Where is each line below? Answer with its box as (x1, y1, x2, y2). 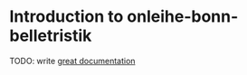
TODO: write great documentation (9, 55, 136, 66)
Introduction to (9, 6, 124, 27)
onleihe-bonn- (126, 6, 239, 27)
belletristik (9, 25, 92, 46)
